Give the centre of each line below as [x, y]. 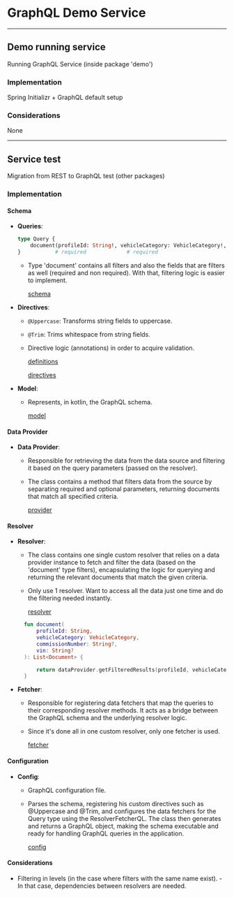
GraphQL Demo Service [77, 13]
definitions [43, 361]
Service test [34, 159]
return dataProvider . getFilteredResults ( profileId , [112, 670]
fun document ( [44, 625]
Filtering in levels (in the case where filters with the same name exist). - [120, 878]
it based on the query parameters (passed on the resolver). [112, 468]
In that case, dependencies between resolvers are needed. [102, 886]
